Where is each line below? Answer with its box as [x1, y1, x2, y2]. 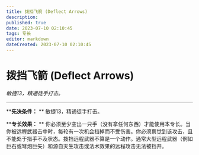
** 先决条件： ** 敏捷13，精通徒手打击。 [6, 108, 103, 115]
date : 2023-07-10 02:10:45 [6, 25, 73, 31]
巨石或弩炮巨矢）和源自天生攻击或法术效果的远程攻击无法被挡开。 [6, 143, 167, 150]
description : [6, 14, 38, 20]
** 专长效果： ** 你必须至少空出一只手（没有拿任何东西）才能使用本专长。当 [6, 120, 191, 127]
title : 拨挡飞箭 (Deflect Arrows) [6, 8, 88, 15]
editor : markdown [6, 36, 49, 42]
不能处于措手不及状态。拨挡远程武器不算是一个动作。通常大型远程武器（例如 [6, 135, 193, 142]
